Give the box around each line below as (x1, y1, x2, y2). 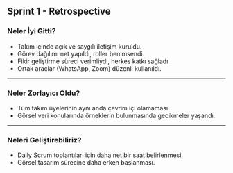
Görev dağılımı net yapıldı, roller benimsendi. (17, 49, 145, 58)
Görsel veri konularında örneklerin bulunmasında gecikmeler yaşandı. (17, 111, 216, 120)
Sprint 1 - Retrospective (7, 6, 111, 17)
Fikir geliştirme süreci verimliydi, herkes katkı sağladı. (17, 57, 170, 65)
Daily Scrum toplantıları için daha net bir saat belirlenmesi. (17, 151, 184, 159)
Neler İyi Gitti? (7, 26, 56, 36)
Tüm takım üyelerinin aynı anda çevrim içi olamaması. (17, 104, 170, 112)
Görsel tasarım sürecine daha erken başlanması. (17, 158, 155, 167)
